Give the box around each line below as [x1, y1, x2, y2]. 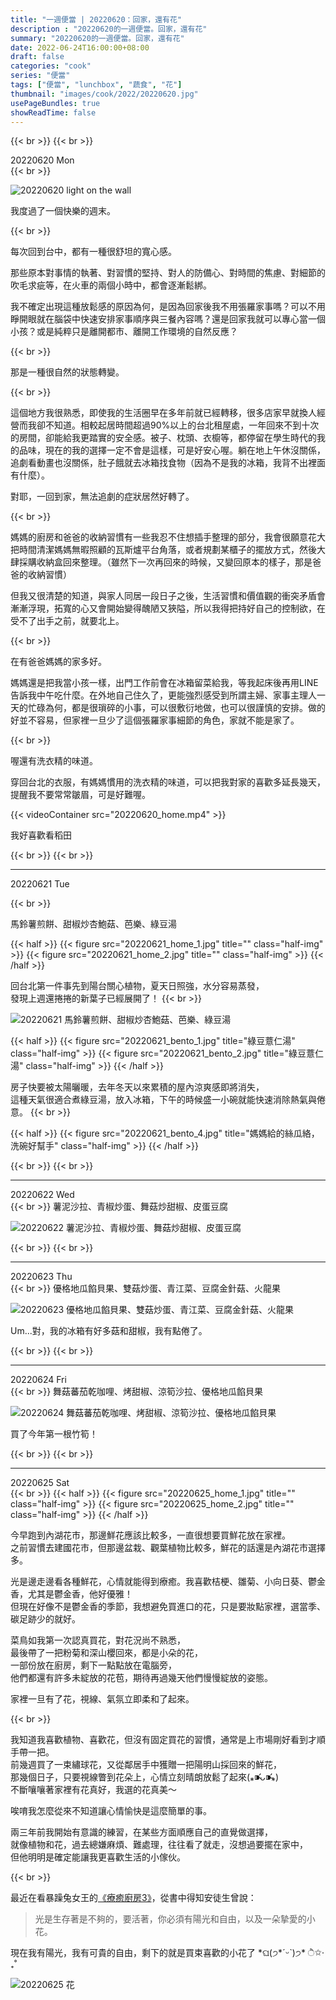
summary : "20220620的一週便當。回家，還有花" [10, 33, 185, 43]
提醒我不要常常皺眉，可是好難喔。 [10, 789, 151, 801]
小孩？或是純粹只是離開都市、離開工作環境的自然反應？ [10, 326, 238, 338]
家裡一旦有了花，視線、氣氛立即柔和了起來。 [10, 1693, 195, 1705]
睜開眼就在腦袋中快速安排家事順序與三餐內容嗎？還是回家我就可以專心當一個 [10, 313, 326, 325]
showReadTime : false [10, 107, 97, 118]
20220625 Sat [10, 1477, 70, 1489]
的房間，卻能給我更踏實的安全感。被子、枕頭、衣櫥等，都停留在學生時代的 [10, 432, 317, 444]
